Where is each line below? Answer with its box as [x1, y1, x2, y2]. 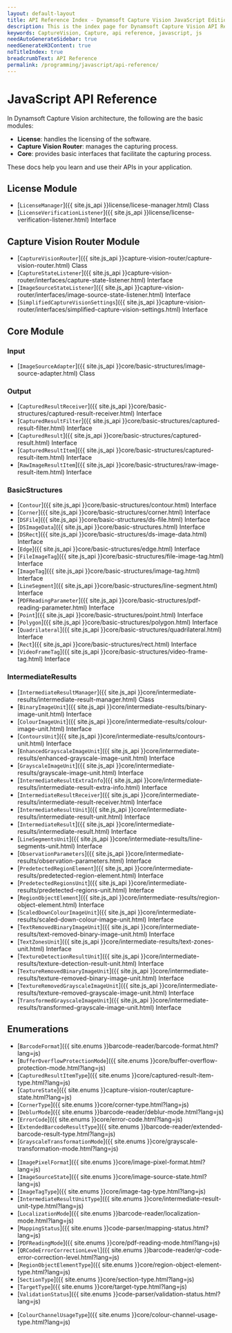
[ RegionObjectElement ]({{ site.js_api [17, 893, 118, 902]
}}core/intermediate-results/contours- [97, 732, 206, 740]
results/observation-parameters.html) [17, 857, 124, 865]
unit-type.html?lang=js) [17, 1202, 84, 1210]
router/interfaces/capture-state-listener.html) [17, 276, 146, 284]
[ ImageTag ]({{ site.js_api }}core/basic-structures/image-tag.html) [17, 567, 200, 575]
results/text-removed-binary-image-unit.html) [17, 930, 148, 938]
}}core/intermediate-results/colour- [106, 717, 208, 726]
